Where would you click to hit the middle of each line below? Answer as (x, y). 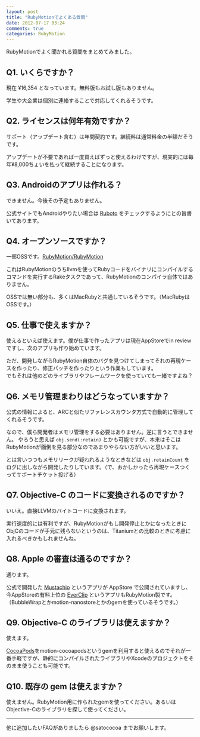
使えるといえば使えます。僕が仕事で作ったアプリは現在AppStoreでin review (99, 340)
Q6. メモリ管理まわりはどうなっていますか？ (88, 396)
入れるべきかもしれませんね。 (43, 538)
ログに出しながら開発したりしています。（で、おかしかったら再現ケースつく (98, 467)
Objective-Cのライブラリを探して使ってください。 (68, 710)
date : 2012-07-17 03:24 (36, 23)
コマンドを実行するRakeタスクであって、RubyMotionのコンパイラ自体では (97, 277)
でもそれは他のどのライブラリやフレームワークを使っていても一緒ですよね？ (100, 376)
